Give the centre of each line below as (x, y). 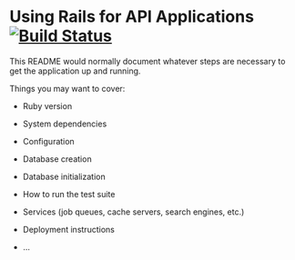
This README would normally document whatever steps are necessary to (147, 61)
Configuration (48, 141)
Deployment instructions (69, 229)
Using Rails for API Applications (132, 17)
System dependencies (65, 124)
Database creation (57, 159)
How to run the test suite (69, 194)
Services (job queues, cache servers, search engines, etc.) (133, 212)
